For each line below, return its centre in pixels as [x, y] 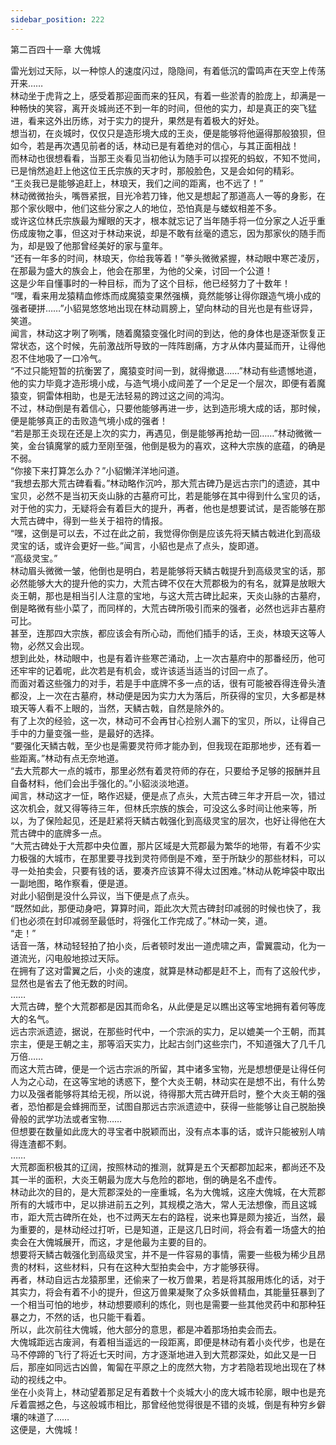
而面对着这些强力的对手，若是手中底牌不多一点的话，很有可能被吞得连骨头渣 [168, 683]
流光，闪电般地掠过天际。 [71, 958]
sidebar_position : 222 [57, 19]
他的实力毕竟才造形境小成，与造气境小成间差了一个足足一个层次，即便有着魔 [168, 383]
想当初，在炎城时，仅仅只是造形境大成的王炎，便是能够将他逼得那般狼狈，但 [168, 133]
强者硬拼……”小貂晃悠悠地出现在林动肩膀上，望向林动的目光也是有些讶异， [164, 308]
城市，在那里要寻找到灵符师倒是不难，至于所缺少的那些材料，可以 [189, 858]
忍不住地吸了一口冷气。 [58, 358]
